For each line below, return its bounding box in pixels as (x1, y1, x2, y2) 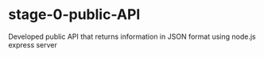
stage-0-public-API (8, 6, 141, 24)
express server (8, 40, 58, 49)
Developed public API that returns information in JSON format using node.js (8, 32, 256, 41)
